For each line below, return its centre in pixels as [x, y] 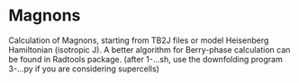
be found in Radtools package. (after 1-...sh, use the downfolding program [145, 59]
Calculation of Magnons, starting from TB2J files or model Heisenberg [139, 40]
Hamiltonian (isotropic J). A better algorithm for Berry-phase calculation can [149, 49]
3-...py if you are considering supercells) [84, 69]
